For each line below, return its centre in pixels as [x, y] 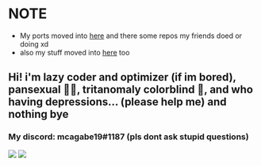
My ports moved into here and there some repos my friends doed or [131, 36]
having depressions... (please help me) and [117, 102]
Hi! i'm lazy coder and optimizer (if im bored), [122, 77]
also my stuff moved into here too [75, 52]
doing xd [34, 43]
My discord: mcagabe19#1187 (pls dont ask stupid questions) [129, 137]
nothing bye [38, 114]
